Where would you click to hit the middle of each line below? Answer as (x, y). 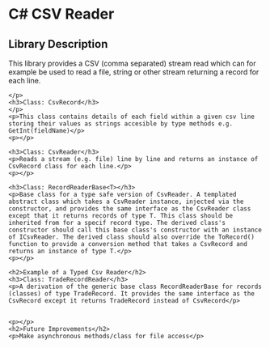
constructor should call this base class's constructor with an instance (135, 230)
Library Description (58, 44)
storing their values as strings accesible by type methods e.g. (120, 124)
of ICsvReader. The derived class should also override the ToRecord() (131, 237)
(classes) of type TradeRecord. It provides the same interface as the (131, 294)
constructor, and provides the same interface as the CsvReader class (130, 209)
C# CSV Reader (61, 14)
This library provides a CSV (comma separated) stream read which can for (132, 63)
